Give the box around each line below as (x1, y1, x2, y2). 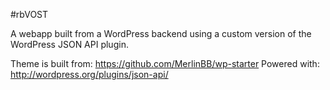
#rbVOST (10, 9, 49, 20)
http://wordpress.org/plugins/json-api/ (10, 69, 169, 80)
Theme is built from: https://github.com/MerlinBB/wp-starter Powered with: (10, 58, 320, 69)
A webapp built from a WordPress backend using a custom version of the (10, 28, 312, 39)
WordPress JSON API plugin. (10, 39, 129, 50)
